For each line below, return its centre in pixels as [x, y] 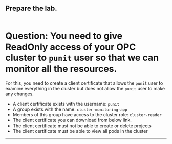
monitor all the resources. [61, 69]
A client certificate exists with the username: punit [66, 104]
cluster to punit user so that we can [82, 58]
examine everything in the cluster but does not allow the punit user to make [85, 88]
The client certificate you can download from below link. [72, 120]
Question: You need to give [64, 36]
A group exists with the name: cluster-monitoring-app [70, 109]
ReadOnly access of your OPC [71, 47]
